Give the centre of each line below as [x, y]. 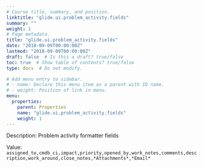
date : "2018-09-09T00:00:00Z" [45, 46]
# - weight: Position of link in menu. [57, 90]
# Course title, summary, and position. [58, 12]
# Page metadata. [28, 34]
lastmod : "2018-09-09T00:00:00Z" [49, 51]
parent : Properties [42, 107]
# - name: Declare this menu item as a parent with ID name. [85, 85]
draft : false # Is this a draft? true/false [65, 57]
